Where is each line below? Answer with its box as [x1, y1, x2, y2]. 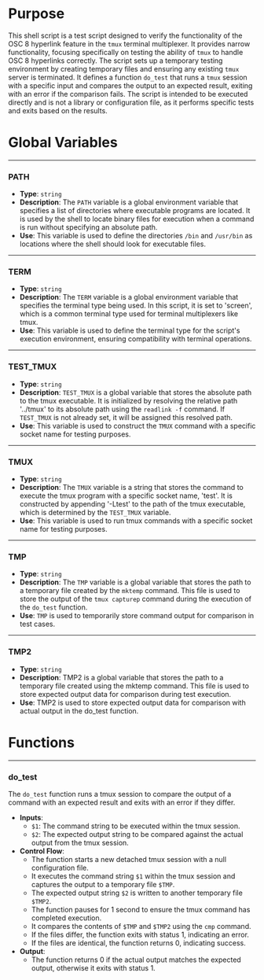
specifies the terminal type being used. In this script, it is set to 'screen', [19, 300, 253, 311]
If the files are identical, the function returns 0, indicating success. [31, 938, 246, 948]
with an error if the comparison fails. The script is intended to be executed [8, 89, 248, 98]
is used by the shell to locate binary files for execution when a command [19, 214, 255, 224]
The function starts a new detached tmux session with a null [31, 854, 226, 864]
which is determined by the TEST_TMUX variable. [19, 508, 171, 518]
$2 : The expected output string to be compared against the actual [31, 829, 244, 838]
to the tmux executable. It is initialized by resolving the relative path [19, 396, 238, 405]
